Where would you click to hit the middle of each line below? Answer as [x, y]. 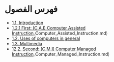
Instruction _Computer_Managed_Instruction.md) [61, 54]
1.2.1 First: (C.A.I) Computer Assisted [49, 28]
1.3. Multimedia [27, 43]
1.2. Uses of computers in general [46, 38]
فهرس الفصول [31, 9]
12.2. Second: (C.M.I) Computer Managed [54, 49]
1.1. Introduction [28, 23]
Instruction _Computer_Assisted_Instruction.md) [60, 33]
